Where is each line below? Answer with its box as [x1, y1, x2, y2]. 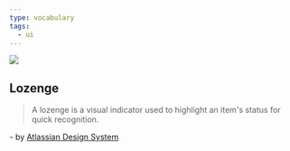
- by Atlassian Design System [9, 132, 119, 143]
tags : [9, 22, 30, 31]
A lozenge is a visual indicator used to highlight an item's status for [31, 105, 282, 116]
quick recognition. [31, 114, 99, 125]
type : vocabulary [9, 13, 75, 23]
